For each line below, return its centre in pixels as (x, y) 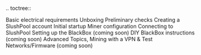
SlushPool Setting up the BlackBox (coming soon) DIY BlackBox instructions (100, 33)
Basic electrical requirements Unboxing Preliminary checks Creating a (93, 20)
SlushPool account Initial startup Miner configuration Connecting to (90, 26)
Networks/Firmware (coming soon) (49, 45)
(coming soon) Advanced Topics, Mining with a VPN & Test (79, 39)
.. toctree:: (18, 8)
